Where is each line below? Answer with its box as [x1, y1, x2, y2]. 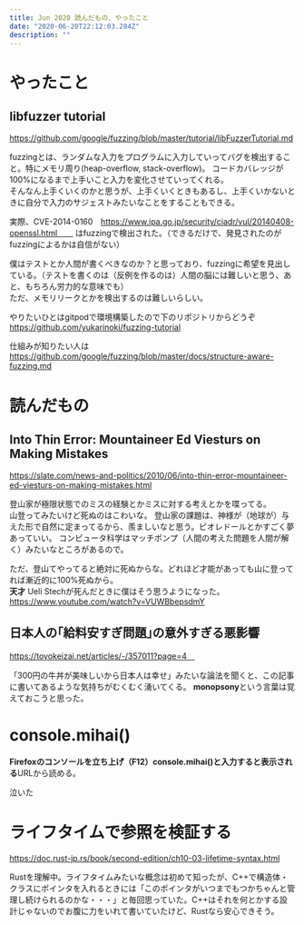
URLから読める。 [17, 768, 82, 779]
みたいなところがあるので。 [25, 544, 129, 555]
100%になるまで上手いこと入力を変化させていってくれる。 [9, 174, 229, 185]
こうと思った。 [32, 692, 89, 704]
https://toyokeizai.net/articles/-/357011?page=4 [9, 651, 188, 661]
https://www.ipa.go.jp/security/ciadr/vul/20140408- [100, 216, 295, 227]
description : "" [9, 30, 71, 39]
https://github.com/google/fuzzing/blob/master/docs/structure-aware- [9, 351, 274, 362]
